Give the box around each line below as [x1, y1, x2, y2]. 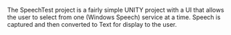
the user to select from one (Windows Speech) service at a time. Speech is [7, 13, 221, 21]
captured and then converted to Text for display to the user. [7, 21, 177, 28]
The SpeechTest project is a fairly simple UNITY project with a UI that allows [7, 6, 225, 14]
